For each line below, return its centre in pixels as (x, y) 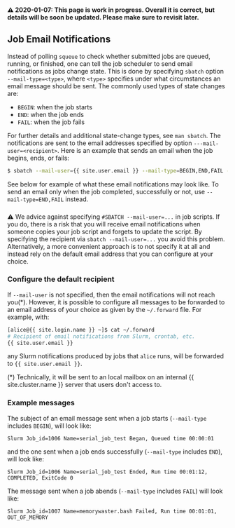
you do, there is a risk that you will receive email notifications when (104, 224)
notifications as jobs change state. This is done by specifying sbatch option (116, 71)
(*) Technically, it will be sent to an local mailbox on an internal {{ (101, 377)
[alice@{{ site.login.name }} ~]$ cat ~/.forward (81, 330)
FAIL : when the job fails (51, 122)
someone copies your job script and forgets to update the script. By (105, 231)
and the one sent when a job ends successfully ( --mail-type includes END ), (115, 452)
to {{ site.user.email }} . (45, 364)
